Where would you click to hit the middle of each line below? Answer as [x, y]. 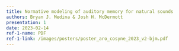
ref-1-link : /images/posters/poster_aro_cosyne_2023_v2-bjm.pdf [87, 39]
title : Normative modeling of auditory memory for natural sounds [90, 11]
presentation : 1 [26, 22]
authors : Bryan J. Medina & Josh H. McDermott [65, 17]
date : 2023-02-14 [28, 28]
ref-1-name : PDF [26, 33]
